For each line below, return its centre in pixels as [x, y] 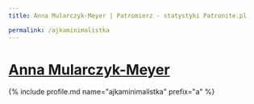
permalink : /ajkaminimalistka [59, 30]
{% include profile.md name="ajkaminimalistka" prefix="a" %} [112, 92]
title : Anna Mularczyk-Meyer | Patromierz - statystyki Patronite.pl [128, 16]
